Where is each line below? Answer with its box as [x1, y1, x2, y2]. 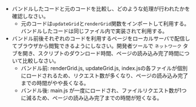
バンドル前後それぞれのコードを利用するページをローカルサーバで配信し [11, 35, 191, 42]
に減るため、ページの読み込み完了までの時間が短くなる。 [20, 95, 163, 101]
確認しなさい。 [11, 12, 49, 20]
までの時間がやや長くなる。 [20, 80, 90, 86]
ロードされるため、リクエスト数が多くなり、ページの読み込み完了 [26, 72, 188, 79]
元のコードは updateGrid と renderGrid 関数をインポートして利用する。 [20, 20, 190, 27]
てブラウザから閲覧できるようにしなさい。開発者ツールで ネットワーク [11, 42, 182, 49]
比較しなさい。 [22, 57, 60, 64]
